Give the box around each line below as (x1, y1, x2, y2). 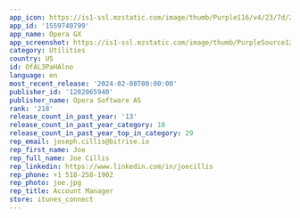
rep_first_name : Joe (9, 145, 87, 154)
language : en (9, 71, 58, 80)
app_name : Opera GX (9, 29, 82, 38)
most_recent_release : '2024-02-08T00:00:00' (9, 79, 178, 88)
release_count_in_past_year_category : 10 (9, 121, 166, 130)
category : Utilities (9, 46, 87, 55)
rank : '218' (9, 104, 54, 113)
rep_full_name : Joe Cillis (9, 153, 110, 163)
